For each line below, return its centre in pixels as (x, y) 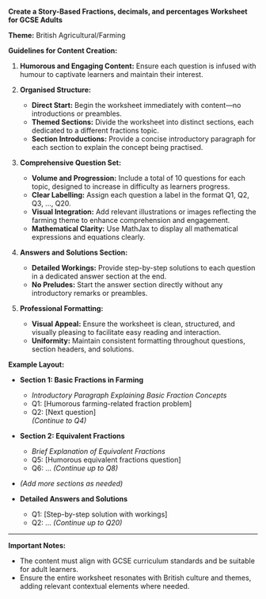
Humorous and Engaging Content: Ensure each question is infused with (138, 66)
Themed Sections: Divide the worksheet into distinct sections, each (142, 122)
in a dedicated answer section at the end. (99, 276)
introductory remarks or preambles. (89, 293)
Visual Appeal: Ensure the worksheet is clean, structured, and (133, 324)
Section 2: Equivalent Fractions (72, 436)
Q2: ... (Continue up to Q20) (77, 522)
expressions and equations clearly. (88, 237)
